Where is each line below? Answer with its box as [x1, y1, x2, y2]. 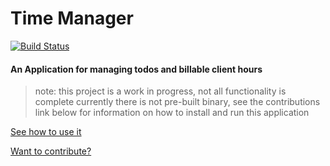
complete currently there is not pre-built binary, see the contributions [34, 96, 321, 108]
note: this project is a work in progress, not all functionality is [34, 85, 287, 97]
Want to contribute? [10, 145, 92, 157]
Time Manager [10, 7, 134, 30]
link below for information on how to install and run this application [34, 107, 310, 119]
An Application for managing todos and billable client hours [10, 63, 263, 75]
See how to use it [10, 126, 82, 138]
